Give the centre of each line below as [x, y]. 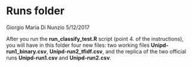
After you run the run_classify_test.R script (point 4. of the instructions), [95, 39]
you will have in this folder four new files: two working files [78, 45]
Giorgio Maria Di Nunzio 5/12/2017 [48, 27]
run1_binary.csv [26, 51]
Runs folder [35, 11]
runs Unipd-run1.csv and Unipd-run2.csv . [59, 58]
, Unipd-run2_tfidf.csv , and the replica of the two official [116, 51]
